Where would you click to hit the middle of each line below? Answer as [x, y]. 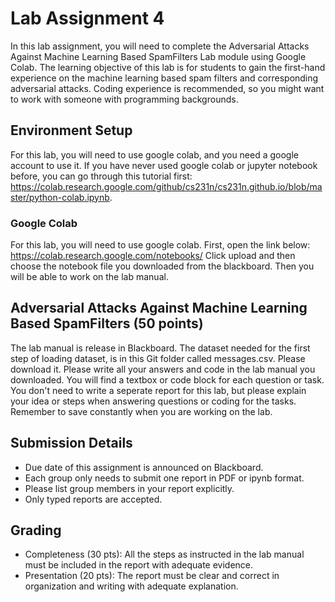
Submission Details [71, 443]
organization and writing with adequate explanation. [131, 586]
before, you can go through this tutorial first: [101, 176]
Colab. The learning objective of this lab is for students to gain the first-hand [168, 67]
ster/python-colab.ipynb [60, 197]
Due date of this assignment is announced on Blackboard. [144, 467]
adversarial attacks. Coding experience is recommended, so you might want [167, 88]
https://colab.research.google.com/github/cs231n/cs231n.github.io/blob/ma [166, 186]
